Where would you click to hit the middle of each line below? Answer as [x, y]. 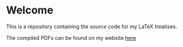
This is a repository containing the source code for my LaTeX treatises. [92, 26]
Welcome [30, 10]
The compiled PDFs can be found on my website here [71, 38]
